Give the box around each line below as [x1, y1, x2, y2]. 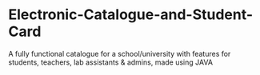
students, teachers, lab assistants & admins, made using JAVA [8, 57, 214, 67]
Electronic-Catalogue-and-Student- [8, 6, 254, 24]
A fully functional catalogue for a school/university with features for [8, 49, 231, 58]
